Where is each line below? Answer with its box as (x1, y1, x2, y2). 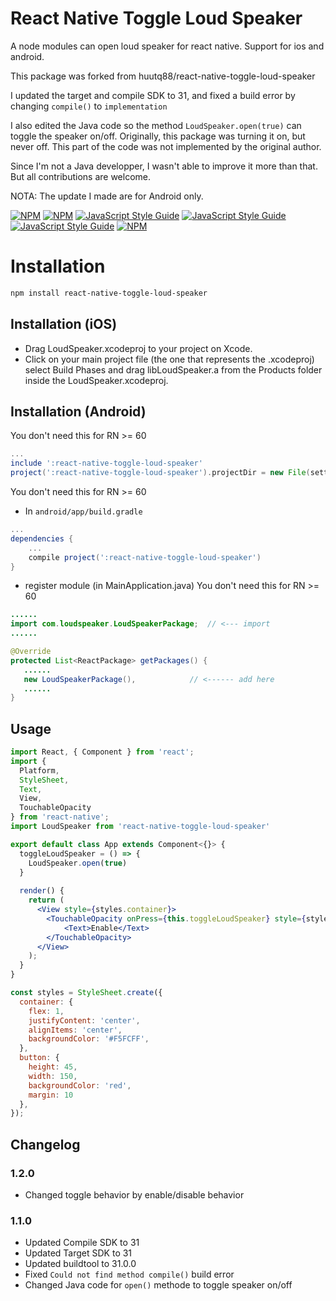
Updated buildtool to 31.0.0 (24, 1258, 137, 1270)
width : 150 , (28, 1071, 78, 1081)
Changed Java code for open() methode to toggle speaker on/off (24, 1279, 293, 1291)
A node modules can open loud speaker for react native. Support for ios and (10, 40, 325, 52)
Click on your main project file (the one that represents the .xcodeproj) (24, 353, 315, 365)
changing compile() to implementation (10, 100, 168, 112)
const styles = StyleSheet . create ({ (10, 988, 163, 998)
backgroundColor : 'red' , (28, 1080, 132, 1091)
